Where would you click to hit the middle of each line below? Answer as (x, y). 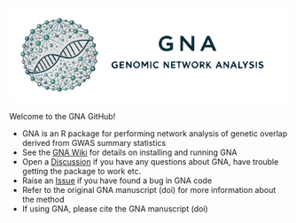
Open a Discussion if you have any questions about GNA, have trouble (150, 161)
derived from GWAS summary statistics (94, 142)
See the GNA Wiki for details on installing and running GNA (129, 152)
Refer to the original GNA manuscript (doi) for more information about (149, 189)
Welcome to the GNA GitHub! (62, 116)
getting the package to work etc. (82, 171)
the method (43, 199)
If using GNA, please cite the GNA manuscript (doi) (115, 208)
